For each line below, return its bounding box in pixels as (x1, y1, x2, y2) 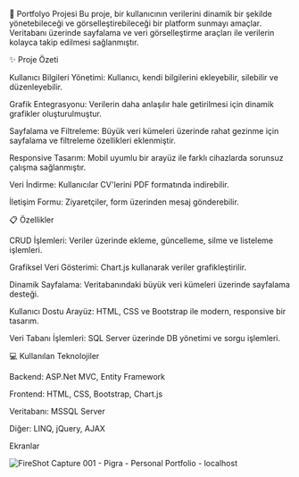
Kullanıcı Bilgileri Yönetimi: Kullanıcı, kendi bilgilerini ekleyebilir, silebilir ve (9, 72, 278, 82)
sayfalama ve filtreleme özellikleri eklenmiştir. (9, 135, 176, 146)
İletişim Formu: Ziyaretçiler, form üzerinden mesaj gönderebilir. (9, 197, 239, 207)
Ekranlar (9, 440, 40, 451)
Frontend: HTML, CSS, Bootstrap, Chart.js (9, 389, 163, 399)
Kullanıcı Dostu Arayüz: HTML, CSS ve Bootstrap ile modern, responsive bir (9, 306, 287, 316)
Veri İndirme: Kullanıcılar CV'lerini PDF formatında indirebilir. (9, 180, 229, 189)
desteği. (9, 289, 39, 299)
